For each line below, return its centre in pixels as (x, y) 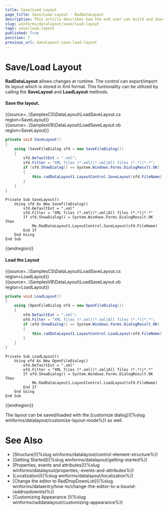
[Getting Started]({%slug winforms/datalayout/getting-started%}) (80, 460)
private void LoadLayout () (33, 296)
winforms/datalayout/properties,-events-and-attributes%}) (73, 470)
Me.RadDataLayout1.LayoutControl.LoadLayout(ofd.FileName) (94, 383)
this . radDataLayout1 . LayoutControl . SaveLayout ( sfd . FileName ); (98, 177)
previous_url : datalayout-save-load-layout (51, 43)
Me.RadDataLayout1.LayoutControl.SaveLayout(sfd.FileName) (94, 226)
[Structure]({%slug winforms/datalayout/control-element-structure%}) (85, 454)
